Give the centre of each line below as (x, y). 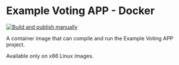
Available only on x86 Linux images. (50, 56)
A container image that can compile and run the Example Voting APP (90, 38)
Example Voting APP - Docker (81, 11)
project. (16, 45)
